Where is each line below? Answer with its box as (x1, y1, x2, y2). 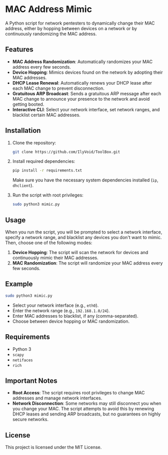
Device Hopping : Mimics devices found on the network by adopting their (12, 69, 163, 75)
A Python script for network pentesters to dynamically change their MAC (5, 20, 155, 26)
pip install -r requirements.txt (12, 168, 82, 173)
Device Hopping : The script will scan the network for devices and (12, 250, 148, 255)
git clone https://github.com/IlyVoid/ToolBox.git (12, 149, 120, 154)
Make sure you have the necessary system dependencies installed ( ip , (12, 177, 158, 183)
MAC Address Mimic (5, 4, 92, 15)
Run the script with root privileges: (12, 192, 83, 198)
